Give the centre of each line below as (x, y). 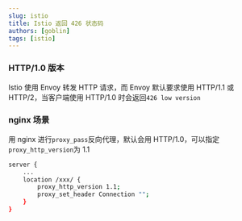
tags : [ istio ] (32, 38)
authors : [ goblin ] (39, 31)
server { (23, 165)
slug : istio (28, 16)
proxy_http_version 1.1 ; (79, 187)
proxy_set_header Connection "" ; (94, 194)
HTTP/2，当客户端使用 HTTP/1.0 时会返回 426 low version (104, 97)
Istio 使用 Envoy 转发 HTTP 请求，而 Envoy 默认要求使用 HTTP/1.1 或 (121, 87)
